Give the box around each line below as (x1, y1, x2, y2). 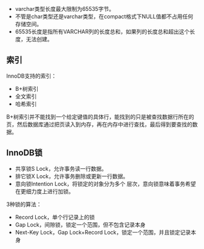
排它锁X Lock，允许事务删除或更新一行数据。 (15, 172, 129, 180)
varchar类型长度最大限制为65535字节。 (15, 5, 115, 12)
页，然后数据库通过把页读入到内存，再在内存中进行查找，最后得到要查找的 (6, 121, 192, 128)
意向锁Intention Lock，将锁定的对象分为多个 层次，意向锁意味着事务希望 (15, 180, 196, 187)
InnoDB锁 (6, 148, 42, 158)
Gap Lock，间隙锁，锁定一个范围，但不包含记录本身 (15, 221, 146, 228)
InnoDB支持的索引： (6, 72, 56, 79)
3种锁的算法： (6, 201, 42, 208)
